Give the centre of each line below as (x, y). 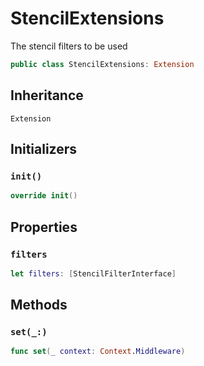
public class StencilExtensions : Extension (102, 64)
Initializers (44, 149)
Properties (44, 227)
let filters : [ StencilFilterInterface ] (93, 273)
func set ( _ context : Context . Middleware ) (98, 352)
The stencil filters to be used (69, 46)
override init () (44, 196)
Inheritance (47, 95)
